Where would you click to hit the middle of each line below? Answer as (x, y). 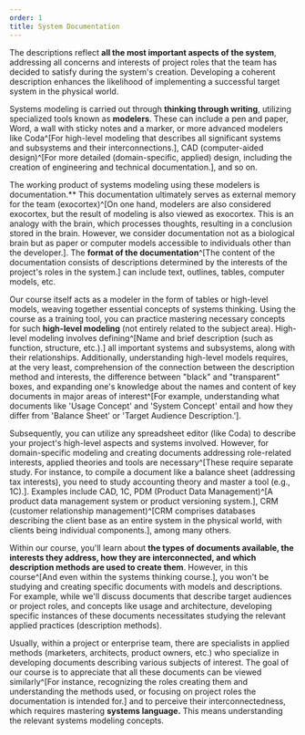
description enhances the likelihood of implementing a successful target (145, 81)
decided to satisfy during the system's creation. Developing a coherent (142, 72)
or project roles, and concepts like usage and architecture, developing (141, 606)
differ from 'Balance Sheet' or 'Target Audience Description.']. (125, 415)
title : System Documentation (65, 26)
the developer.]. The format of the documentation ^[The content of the (142, 253)
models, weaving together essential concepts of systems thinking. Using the (152, 309)
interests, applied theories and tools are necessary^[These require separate (152, 462)
